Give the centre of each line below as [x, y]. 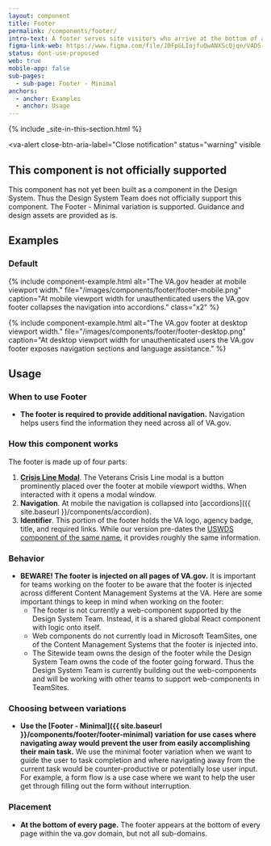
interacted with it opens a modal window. [88, 495]
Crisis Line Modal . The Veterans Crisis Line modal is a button [122, 477]
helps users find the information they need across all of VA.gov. [125, 423]
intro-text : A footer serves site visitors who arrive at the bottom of [133, 38]
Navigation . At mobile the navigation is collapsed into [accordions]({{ [135, 503]
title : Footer [32, 23]
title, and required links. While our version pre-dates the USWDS [127, 528]
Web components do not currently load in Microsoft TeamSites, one [144, 636]
